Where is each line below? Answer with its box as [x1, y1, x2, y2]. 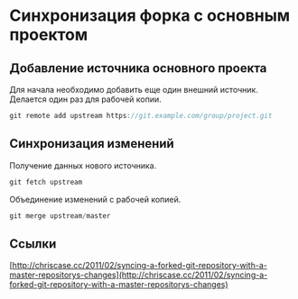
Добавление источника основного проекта [9, 60, 267, 76]
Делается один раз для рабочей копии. [9, 94, 162, 104]
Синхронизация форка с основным [9, 5, 291, 26]
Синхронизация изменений [9, 136, 174, 151]
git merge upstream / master [9, 211, 111, 221]
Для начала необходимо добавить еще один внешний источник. [9, 85, 259, 95]
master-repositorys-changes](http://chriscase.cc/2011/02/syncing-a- [9, 269, 268, 280]
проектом [9, 24, 88, 45]
